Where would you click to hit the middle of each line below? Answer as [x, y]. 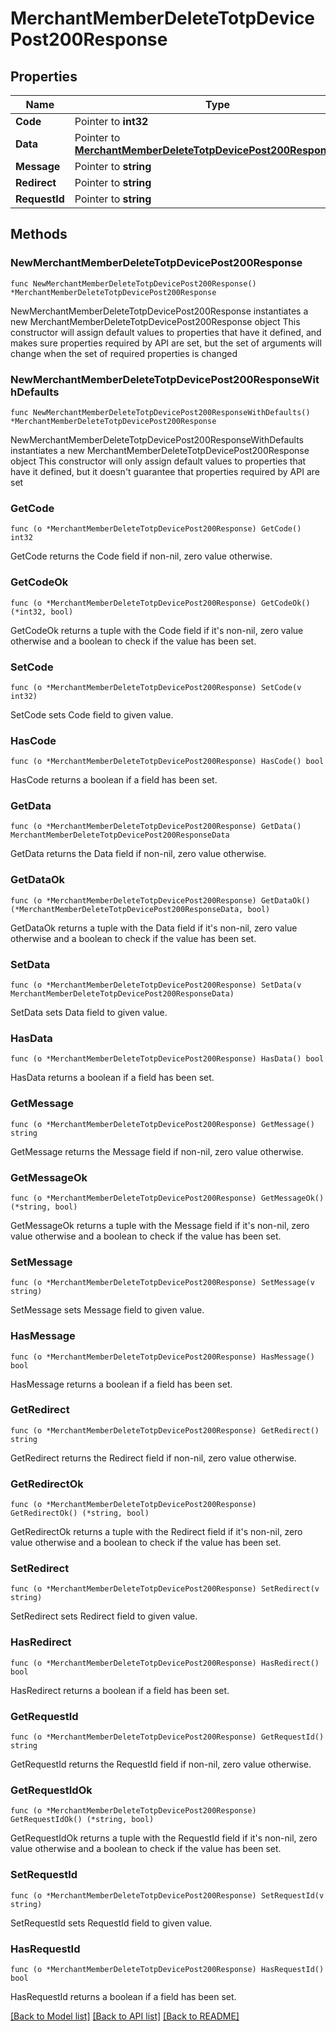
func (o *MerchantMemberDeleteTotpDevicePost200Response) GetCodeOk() [160, 603]
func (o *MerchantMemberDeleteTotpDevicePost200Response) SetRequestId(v [167, 1895]
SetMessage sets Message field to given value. [107, 1310]
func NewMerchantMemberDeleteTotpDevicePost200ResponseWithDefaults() [160, 412]
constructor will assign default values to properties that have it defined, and [166, 332]
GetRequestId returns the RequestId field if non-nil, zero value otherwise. [161, 1764]
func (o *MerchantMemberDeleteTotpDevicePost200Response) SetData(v [156, 985]
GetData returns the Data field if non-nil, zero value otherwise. [138, 854]
